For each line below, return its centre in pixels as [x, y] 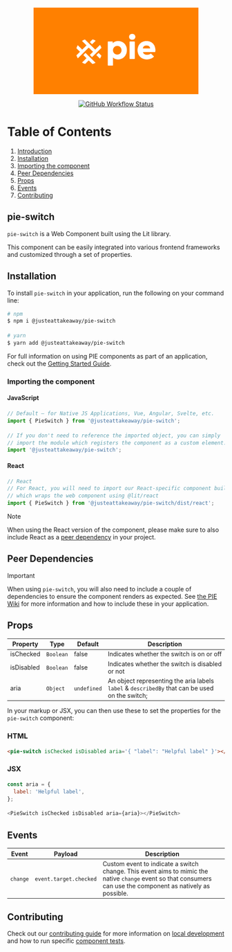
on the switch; [128, 695]
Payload [66, 854]
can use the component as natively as [156, 886]
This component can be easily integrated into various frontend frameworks [114, 247]
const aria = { [29, 784]
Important [21, 575]
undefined [88, 689]
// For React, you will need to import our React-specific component [109, 489]
